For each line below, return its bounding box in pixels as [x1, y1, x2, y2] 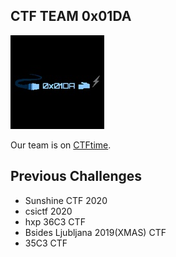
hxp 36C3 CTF [24, 215, 86, 228]
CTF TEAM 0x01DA [10, 8, 132, 25]
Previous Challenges [10, 168, 143, 185]
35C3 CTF [24, 237, 68, 249]
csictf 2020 [24, 205, 73, 217]
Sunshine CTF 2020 [24, 194, 108, 206]
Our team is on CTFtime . [10, 139, 112, 151]
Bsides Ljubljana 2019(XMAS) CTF [24, 226, 167, 238]
